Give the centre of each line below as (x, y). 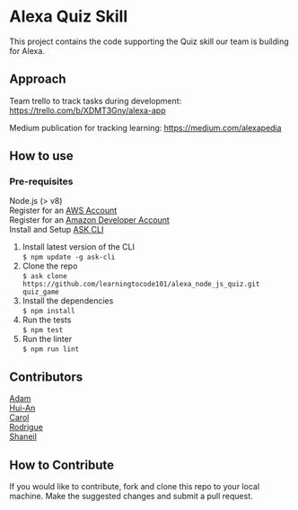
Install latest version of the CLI (78, 247)
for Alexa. (27, 50)
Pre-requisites (41, 181)
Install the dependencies (68, 301)
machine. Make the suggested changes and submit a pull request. (131, 497)
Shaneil (23, 436)
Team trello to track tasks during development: (96, 101)
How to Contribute (62, 465)
